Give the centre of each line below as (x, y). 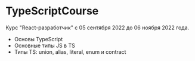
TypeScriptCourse (52, 11)
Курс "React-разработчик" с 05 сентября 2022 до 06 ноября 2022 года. (97, 28)
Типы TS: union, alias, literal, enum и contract (70, 51)
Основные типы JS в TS (44, 45)
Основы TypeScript (38, 39)
